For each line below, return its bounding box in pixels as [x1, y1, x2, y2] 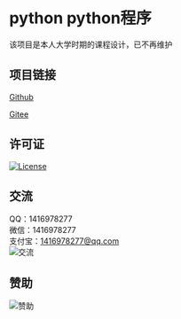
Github [9, 91, 34, 102]
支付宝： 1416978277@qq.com [9, 236, 120, 246]
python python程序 [9, 8, 153, 28]
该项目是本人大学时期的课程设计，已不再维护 [9, 39, 173, 50]
